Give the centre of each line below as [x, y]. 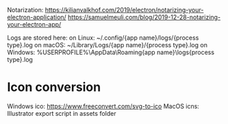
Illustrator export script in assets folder [62, 113]
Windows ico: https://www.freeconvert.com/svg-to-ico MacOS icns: [103, 106]
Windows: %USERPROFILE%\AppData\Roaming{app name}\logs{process [111, 52]
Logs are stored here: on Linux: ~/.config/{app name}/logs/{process [103, 38]
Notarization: [25, 10]
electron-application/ [37, 17]
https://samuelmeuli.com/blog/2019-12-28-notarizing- [144, 17]
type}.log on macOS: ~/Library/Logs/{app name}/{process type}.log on [107, 45]
